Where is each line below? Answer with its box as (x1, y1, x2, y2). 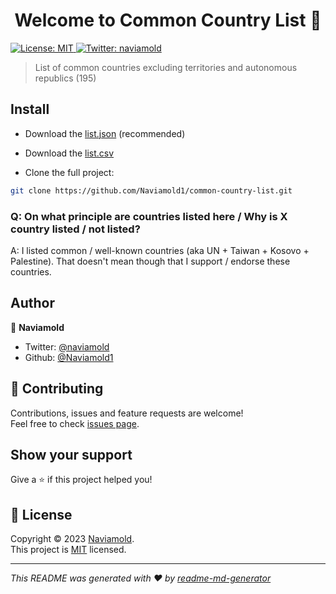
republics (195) (34, 72, 97, 84)
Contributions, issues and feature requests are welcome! (10, 407, 244, 419)
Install (10, 101, 50, 118)
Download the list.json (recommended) (24, 127, 186, 139)
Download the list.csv (24, 147, 115, 159)
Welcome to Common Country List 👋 (14, 9, 322, 32)
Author (10, 295, 55, 312)
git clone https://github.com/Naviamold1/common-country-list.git (10, 185, 293, 196)
